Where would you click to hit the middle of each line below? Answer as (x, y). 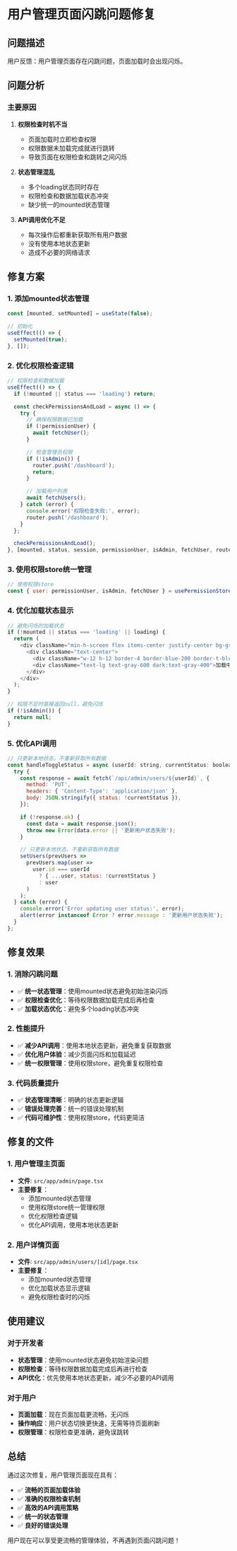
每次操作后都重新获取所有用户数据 (78, 235)
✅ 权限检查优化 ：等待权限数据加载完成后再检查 (86, 1000)
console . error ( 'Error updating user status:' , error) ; (102, 909)
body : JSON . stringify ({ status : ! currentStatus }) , (103, 798)
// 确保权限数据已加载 (54, 420)
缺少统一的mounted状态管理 (69, 204)
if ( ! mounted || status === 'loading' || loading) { (86, 632)
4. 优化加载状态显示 (41, 611)
